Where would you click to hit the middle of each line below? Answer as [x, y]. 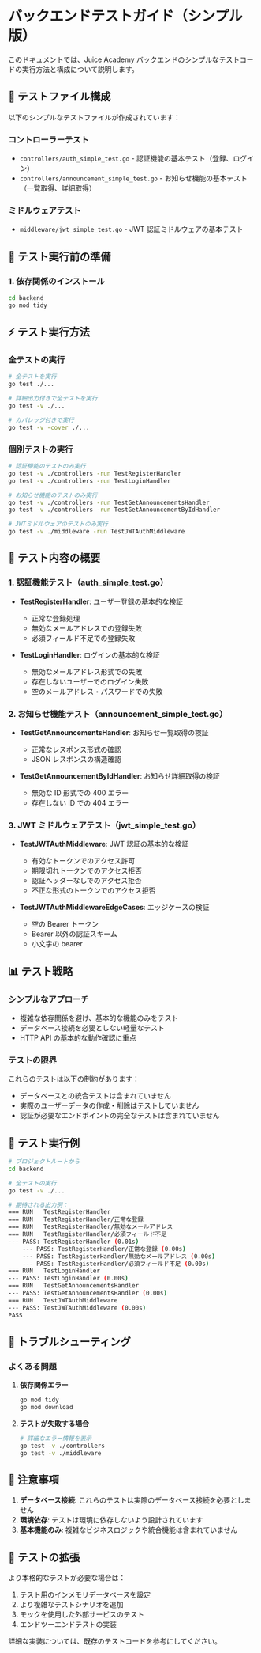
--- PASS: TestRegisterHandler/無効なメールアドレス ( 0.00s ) [119, 1256]
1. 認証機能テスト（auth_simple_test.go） [88, 582]
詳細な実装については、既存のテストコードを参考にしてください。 [115, 1641]
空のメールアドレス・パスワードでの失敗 [97, 691]
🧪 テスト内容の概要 [54, 558]
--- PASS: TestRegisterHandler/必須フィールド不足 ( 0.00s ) [116, 1264]
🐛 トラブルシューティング [70, 1342]
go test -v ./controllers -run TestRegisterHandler [95, 473]
